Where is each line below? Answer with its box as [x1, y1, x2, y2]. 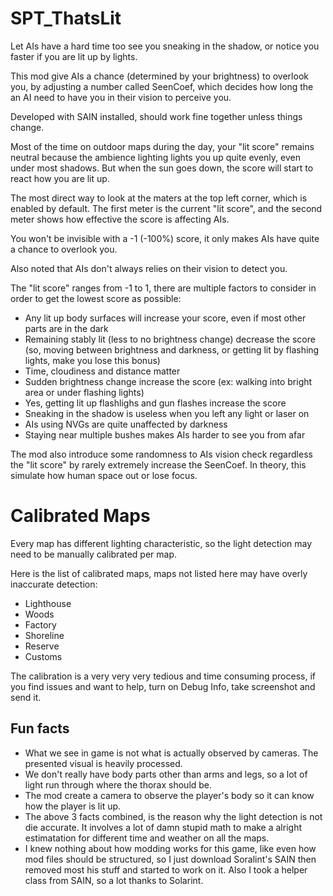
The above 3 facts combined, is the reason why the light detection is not [24, 810, 323, 822]
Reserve [24, 640, 60, 652]
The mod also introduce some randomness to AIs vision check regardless [10, 448, 313, 460]
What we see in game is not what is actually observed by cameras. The [24, 747, 319, 759]
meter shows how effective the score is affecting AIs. [10, 213, 230, 225]
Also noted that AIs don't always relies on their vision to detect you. [10, 262, 288, 274]
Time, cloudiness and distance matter [24, 365, 181, 377]
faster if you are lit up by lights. [10, 50, 138, 62]
